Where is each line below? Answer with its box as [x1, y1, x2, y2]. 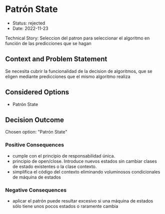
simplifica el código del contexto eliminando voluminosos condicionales [12, 168, 160, 174]
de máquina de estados [12, 174, 61, 180]
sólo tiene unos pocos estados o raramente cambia [12, 203, 118, 209]
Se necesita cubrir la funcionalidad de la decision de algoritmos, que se [5, 68, 152, 74]
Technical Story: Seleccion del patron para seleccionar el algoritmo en [5, 35, 150, 41]
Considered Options [5, 88, 69, 96]
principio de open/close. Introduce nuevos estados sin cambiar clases [12, 158, 157, 164]
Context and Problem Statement [5, 55, 107, 63]
